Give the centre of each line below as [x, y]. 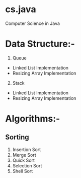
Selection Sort [27, 165]
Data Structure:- [40, 44]
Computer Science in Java [33, 23]
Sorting [17, 137]
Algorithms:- [33, 119]
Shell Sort [23, 171]
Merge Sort [24, 155]
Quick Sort [24, 160]
